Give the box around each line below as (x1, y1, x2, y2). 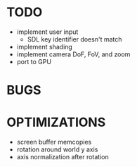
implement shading (16, 42, 73, 51)
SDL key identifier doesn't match (27, 35, 122, 43)
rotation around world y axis (16, 145, 98, 154)
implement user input (16, 27, 79, 36)
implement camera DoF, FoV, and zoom (16, 50, 131, 58)
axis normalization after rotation (16, 153, 110, 161)
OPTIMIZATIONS (6, 114, 106, 130)
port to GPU (16, 57, 52, 66)
